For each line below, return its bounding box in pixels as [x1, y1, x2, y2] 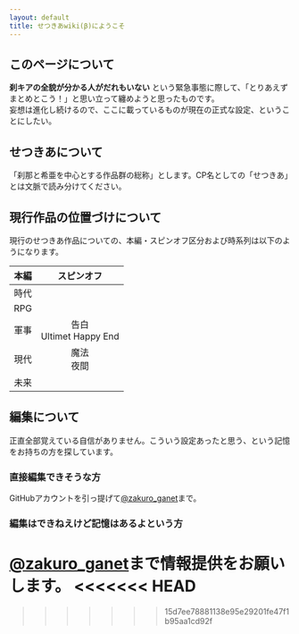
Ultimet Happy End [40, 330, 120, 342]
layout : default [9, 13, 70, 22]
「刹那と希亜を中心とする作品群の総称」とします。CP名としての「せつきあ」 [9, 170, 288, 181]
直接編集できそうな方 [9, 470, 101, 483]
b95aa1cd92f [164, 615, 212, 626]
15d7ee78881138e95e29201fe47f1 [164, 605, 290, 617]
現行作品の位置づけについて [9, 209, 162, 224]
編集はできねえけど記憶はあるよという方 [9, 517, 183, 529]
